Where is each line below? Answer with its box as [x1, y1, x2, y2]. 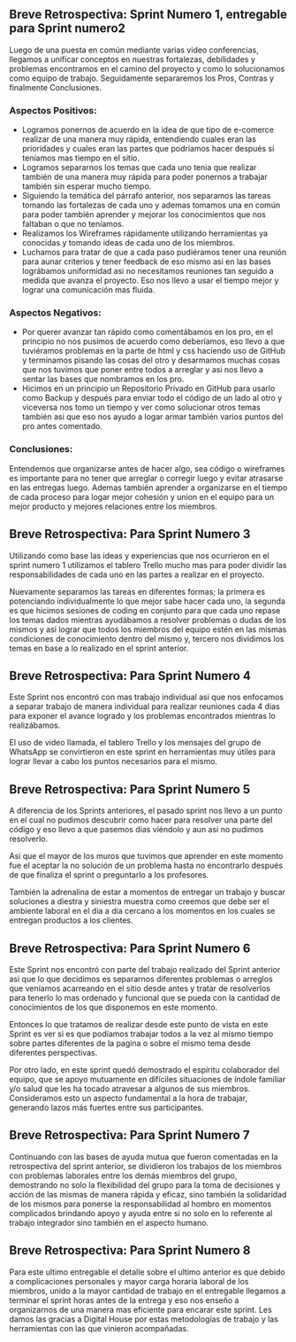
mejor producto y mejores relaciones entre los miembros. [9, 501, 218, 511]
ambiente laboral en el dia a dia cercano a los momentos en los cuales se [9, 906, 276, 917]
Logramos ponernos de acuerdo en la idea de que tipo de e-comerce [21, 124, 275, 136]
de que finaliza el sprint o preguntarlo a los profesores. [9, 870, 209, 880]
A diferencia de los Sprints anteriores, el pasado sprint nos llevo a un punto [9, 806, 283, 816]
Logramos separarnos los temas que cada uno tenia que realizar [21, 162, 257, 173]
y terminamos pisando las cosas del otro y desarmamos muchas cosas [21, 355, 281, 366]
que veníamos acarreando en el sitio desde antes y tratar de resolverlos [9, 983, 271, 994]
